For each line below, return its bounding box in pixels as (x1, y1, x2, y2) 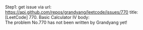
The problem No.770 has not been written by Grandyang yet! (5, 19, 128, 25)
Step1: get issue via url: (5, 4, 52, 10)
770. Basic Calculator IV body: (29, 15, 90, 20)
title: (129, 9, 138, 15)
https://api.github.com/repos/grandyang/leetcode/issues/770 (5, 9, 128, 15)
